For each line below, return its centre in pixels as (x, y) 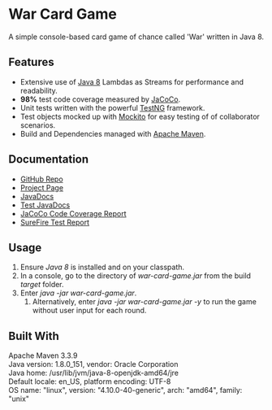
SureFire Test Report (55, 222)
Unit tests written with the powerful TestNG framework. (112, 107)
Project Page (41, 187)
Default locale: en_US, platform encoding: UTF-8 (90, 382)
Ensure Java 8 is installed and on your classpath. (102, 267)
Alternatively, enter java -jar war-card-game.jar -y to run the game (145, 302)
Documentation (49, 159)
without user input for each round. (89, 311)
